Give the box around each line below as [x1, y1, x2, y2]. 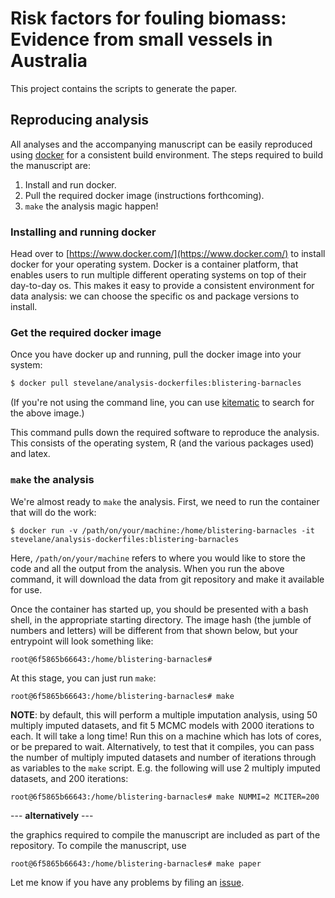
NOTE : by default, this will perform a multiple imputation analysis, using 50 [10, 708, 318, 721]
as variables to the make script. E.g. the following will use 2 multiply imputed [10, 762, 321, 774]
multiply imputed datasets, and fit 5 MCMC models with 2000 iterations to [10, 719, 315, 731]
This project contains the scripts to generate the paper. [10, 82, 238, 94]
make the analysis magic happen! [24, 200, 159, 212]
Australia [10, 50, 88, 72]
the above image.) [10, 407, 85, 419]
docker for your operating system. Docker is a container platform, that [10, 258, 299, 271]
